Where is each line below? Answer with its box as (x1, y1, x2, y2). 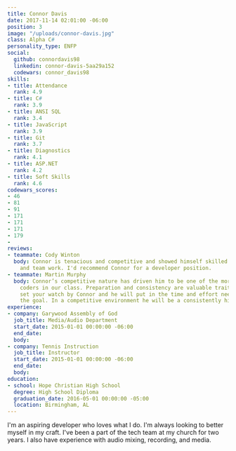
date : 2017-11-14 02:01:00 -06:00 (7, 17, 109, 24)
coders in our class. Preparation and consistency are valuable (20, 284, 212, 291)
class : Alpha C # (7, 36, 55, 43)
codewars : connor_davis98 (13, 69, 90, 76)
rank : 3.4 (13, 114, 42, 121)
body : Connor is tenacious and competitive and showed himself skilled (13, 258, 228, 265)
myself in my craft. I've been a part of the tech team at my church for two (7, 429, 219, 437)
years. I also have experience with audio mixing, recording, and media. (7, 436, 212, 444)
